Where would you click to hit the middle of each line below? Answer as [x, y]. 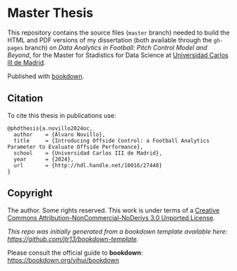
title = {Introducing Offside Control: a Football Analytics [112, 140]
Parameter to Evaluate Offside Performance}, [75, 147]
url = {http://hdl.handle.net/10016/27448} [88, 165]
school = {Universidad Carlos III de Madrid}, [88, 153]
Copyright [30, 193]
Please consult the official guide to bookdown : [75, 253]
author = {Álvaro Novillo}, [60, 134]
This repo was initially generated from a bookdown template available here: [117, 231]
